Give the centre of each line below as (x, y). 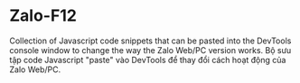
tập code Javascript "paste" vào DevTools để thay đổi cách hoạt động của (148, 60)
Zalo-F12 (43, 16)
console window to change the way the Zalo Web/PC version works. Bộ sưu (150, 50)
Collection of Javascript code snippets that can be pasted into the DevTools (150, 41)
